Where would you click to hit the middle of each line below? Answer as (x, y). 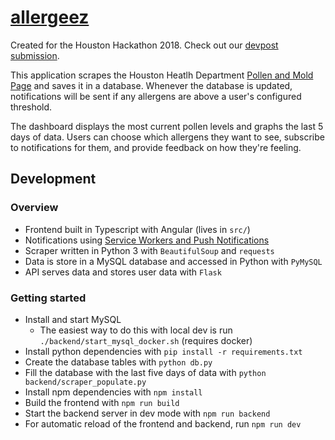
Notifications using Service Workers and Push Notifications (147, 240)
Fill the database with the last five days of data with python (145, 372)
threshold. (31, 107)
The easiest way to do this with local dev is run (136, 330)
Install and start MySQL (73, 319)
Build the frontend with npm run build (102, 402)
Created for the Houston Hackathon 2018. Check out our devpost (144, 45)
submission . (35, 55)
